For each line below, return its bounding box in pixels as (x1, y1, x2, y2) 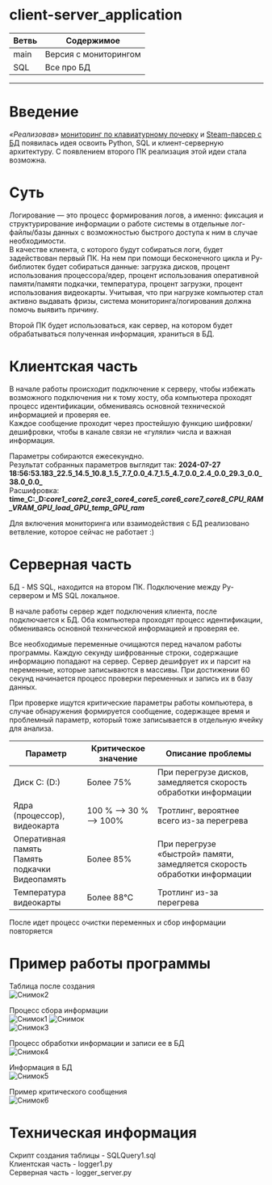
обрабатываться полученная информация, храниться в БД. (9, 329, 215, 339)
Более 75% (86, 776, 132, 787)
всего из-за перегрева (157, 815, 249, 826)
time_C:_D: (9, 494, 47, 504)
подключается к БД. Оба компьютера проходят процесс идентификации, (9, 614, 263, 624)
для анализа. (9, 723, 54, 733)
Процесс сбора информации (9, 1005, 108, 1015)
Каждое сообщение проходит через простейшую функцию (9, 418, 213, 428)
